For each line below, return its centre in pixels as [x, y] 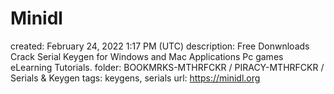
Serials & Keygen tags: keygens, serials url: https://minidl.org [135, 78]
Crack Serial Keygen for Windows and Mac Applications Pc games [147, 56]
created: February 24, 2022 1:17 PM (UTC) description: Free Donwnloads [160, 46]
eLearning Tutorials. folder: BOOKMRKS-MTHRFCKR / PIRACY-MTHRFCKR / [167, 67]
